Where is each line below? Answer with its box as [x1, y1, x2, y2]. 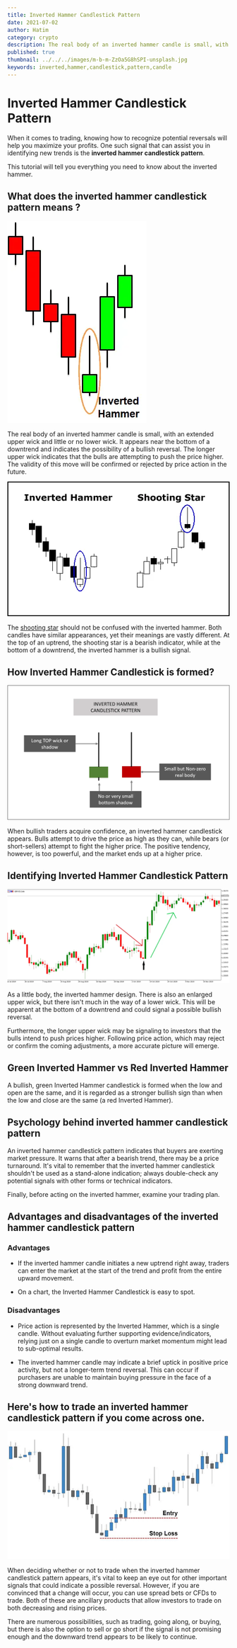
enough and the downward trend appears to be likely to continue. [7, 1632, 197, 1641]
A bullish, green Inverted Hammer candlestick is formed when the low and [7, 1081, 223, 1089]
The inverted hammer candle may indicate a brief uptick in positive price [17, 1358, 229, 1366]
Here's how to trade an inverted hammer [7, 1401, 188, 1413]
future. [7, 467, 27, 476]
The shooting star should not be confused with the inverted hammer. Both [7, 623, 222, 632]
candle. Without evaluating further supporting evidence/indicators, [17, 1329, 212, 1338]
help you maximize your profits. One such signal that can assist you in [7, 141, 210, 149]
